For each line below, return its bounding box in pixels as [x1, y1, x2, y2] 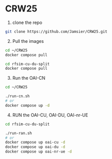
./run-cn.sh [5, 94, 30, 99]
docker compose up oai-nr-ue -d [5, 149, 72, 155]
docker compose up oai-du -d [5, 145, 65, 150]
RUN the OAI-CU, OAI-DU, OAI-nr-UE [12, 112, 88, 118]
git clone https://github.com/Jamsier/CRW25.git [5, 29, 108, 34]
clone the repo [12, 19, 43, 25]
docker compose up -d [5, 103, 50, 108]
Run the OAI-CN [12, 75, 46, 81]
